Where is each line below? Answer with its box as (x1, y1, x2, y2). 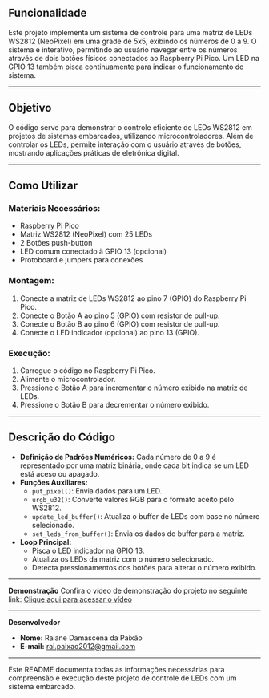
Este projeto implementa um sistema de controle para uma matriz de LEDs (8, 27, 253, 37)
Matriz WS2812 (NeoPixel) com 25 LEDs (19, 229, 153, 239)
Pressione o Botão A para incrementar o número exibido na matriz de (19, 383, 248, 392)
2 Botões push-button (19, 238, 93, 248)
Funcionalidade (8, 6, 87, 20)
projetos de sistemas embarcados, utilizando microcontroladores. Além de (8, 131, 254, 140)
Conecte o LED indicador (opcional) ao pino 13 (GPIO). (19, 327, 200, 337)
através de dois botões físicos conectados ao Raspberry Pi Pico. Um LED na (8, 53, 260, 63)
